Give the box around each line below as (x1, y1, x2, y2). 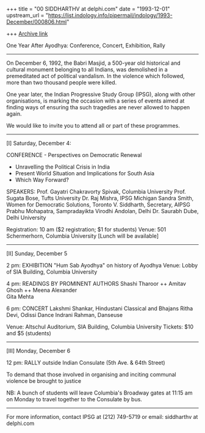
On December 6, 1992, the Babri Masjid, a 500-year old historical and (6, 59, 181, 67)
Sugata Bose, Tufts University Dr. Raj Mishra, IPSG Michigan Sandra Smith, (6, 195, 194, 202)
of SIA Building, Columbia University (6, 268, 98, 275)
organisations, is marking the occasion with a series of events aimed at (6, 97, 185, 104)
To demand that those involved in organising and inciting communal (6, 371, 176, 378)
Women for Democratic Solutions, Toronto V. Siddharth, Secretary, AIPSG (6, 201, 190, 208)
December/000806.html (6, 18, 67, 25)
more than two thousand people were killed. (6, 79, 117, 86)
